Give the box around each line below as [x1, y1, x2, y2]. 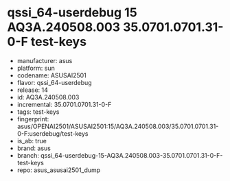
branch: [16, 151, 40, 159]
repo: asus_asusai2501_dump [16, 166, 101, 174]
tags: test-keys [16, 108, 60, 116]
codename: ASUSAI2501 [16, 71, 87, 80]
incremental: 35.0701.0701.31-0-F [16, 100, 112, 108]
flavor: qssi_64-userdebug [16, 78, 92, 86]
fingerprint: [16, 114, 49, 123]
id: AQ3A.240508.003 [16, 93, 80, 101]
